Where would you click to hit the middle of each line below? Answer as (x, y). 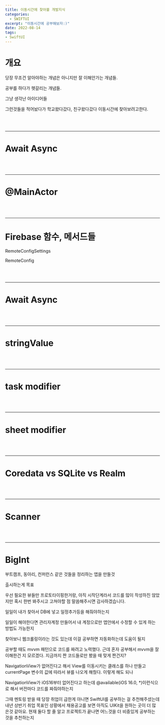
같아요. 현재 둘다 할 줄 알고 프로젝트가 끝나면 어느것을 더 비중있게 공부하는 (85, 712)
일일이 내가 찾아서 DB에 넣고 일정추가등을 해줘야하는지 (57, 612)
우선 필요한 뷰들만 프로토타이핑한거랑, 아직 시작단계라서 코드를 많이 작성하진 (78, 595)
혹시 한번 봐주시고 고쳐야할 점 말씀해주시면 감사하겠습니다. (70, 601)
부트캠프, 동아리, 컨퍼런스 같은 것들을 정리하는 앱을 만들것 (60, 574)
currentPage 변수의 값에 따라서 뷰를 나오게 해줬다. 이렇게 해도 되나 (69, 672)
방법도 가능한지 (20, 628)
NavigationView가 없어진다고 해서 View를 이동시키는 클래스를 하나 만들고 (76, 666)
